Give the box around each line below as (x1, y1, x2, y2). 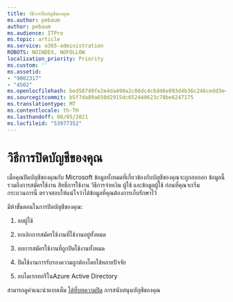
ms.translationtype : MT (7, 101, 76, 108)
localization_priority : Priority (7, 56, 104, 62)
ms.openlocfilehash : (7, 87, 67, 94)
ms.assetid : (7, 68, 42, 75)
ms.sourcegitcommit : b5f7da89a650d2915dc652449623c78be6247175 (7, 94, 194, 101)
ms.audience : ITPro (7, 29, 64, 37)
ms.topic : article (7, 36, 60, 43)
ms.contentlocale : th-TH (7, 107, 79, 114)
